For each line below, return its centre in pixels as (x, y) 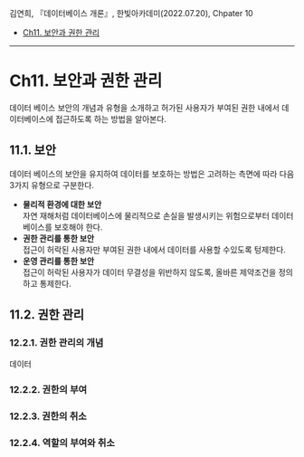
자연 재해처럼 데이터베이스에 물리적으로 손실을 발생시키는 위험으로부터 (146, 215)
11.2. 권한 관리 (47, 315)
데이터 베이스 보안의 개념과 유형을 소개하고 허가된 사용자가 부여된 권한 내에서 (145, 108)
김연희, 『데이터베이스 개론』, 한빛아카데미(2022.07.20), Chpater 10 (131, 13)
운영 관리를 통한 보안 (58, 261)
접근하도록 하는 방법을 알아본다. (111, 119)
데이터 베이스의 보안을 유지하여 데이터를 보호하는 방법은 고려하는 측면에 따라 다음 (152, 174)
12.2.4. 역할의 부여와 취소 (62, 443)
